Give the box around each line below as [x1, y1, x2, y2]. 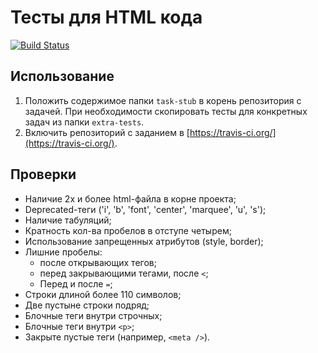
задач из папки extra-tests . [24, 116, 145, 128]
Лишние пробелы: [24, 246, 103, 258]
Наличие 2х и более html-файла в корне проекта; [24, 192, 237, 205]
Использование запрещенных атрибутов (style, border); [24, 235, 264, 247]
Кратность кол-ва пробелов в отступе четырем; [24, 224, 232, 236]
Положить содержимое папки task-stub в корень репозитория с [24, 94, 302, 106]
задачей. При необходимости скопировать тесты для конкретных [24, 105, 308, 117]
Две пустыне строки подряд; [24, 299, 150, 311]
